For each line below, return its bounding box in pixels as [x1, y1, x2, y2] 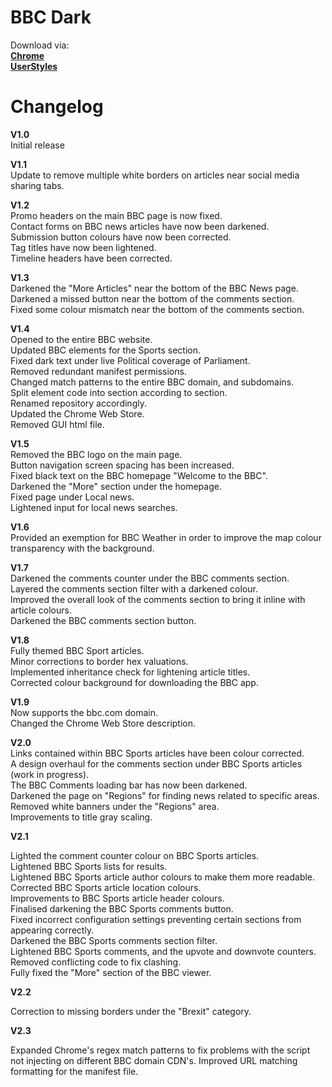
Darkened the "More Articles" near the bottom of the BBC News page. [10, 282, 299, 294]
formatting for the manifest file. [10, 1065, 139, 1077]
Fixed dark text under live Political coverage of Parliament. [10, 354, 251, 366]
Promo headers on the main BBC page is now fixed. [10, 209, 223, 221]
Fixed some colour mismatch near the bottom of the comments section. [10, 303, 305, 315]
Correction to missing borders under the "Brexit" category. [10, 1005, 252, 1017]
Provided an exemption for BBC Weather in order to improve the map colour [10, 531, 322, 543]
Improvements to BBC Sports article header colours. [10, 892, 225, 904]
